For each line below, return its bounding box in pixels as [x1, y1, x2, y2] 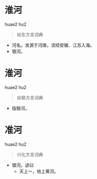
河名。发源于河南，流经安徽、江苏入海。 [11, 42, 95, 48]
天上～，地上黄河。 [19, 168, 59, 174]
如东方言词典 [16, 31, 43, 37]
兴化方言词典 [16, 151, 43, 157]
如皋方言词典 [16, 94, 43, 100]
